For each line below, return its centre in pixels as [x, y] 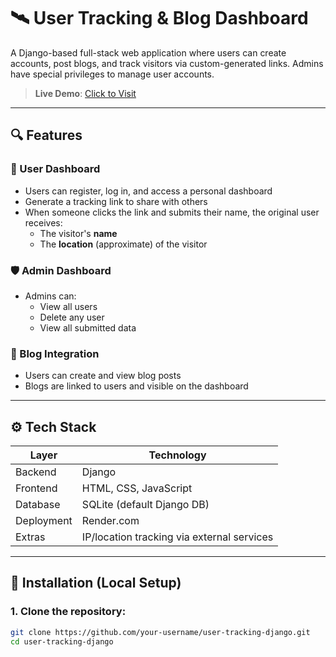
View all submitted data [88, 327]
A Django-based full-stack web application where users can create [148, 52]
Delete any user [72, 317]
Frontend [36, 488]
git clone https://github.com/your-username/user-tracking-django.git [160, 632]
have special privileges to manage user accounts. [112, 74]
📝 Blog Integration [55, 353]
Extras [30, 537]
